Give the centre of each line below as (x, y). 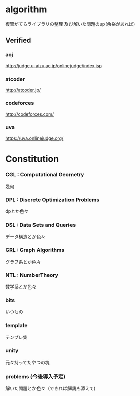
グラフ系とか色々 (23, 262)
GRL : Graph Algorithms (35, 250)
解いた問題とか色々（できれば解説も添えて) (50, 388)
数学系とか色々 (21, 287)
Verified (18, 40)
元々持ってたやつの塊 (27, 362)
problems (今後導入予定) (36, 376)
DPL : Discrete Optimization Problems (52, 200)
